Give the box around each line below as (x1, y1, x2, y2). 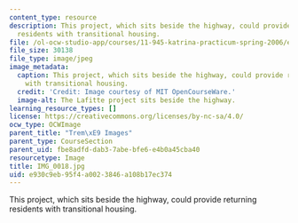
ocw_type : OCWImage (9, 121, 82, 130)
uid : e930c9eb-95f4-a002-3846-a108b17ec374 (9, 170, 173, 179)
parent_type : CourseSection (9, 137, 114, 146)
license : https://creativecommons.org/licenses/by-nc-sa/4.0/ (9, 112, 244, 121)
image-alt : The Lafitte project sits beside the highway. (17, 95, 237, 105)
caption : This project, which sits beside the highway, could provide (17, 71, 284, 80)
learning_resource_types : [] (9, 104, 117, 113)
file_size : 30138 (9, 46, 74, 55)
